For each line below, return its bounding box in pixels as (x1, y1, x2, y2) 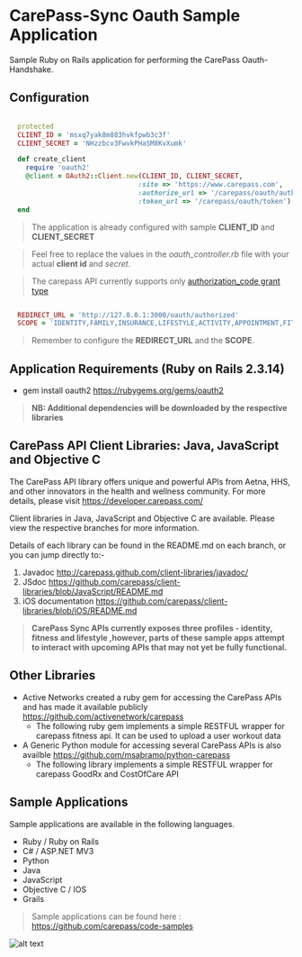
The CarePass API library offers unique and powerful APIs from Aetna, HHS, (9, 476, 290, 487)
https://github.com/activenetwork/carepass (22, 711, 184, 722)
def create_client (17, 155, 87, 164)
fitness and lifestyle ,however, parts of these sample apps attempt (31, 632, 285, 643)
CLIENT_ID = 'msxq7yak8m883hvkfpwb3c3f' (17, 130, 171, 140)
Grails (22, 893, 45, 904)
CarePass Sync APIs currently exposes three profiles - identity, (31, 623, 273, 633)
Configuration (9, 90, 90, 105)
